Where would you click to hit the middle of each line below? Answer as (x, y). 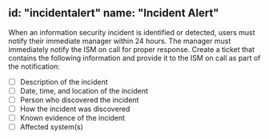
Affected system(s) (52, 127)
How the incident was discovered (75, 109)
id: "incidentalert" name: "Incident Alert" (114, 13)
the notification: (34, 66)
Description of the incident (64, 81)
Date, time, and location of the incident (84, 90)
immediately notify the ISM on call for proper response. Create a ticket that (131, 49)
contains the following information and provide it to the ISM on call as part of (134, 58)
